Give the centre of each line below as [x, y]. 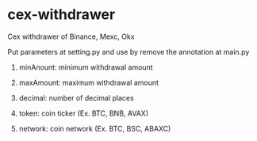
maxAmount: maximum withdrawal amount [89, 82]
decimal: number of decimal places [76, 97]
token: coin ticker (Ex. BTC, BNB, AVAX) [83, 113]
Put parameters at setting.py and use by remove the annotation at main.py [128, 51]
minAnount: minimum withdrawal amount [86, 67]
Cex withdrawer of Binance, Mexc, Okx [71, 36]
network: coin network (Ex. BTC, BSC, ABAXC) [95, 128]
